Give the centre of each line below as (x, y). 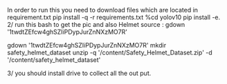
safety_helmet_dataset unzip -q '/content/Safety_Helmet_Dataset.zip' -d (110, 52)
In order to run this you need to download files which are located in (103, 10)
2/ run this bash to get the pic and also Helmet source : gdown (96, 24)
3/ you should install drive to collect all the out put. (79, 73)
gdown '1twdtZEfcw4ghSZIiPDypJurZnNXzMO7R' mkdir (87, 45)
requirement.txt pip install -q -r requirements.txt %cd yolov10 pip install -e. (114, 17)
